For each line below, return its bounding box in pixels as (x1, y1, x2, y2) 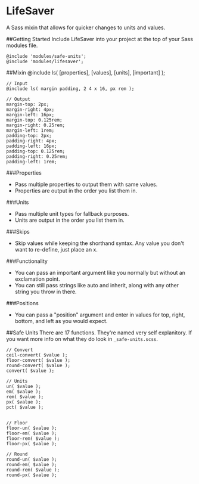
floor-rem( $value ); (6, 435, 60, 442)
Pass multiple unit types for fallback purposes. (14, 210, 129, 217)
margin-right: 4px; (6, 106, 55, 113)
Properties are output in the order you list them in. (14, 187, 138, 194)
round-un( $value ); (6, 456, 58, 463)
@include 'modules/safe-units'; (6, 53, 86, 59)
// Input (6, 80, 28, 86)
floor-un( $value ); (6, 425, 58, 431)
